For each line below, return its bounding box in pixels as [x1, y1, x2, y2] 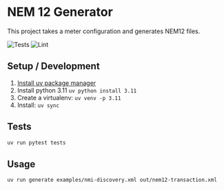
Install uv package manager [17, 79, 96, 87]
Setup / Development [7, 60, 100, 73]
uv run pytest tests [7, 139, 67, 146]
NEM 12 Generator [7, 4, 114, 20]
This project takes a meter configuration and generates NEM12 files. [7, 27, 201, 35]
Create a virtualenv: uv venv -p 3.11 [17, 93, 121, 102]
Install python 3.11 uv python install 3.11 [17, 86, 137, 94]
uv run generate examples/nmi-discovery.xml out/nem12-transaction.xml [7, 177, 217, 184]
